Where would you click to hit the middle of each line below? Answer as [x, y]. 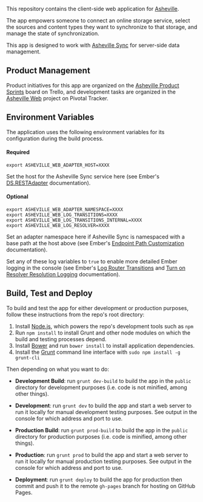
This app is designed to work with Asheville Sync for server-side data [93, 45]
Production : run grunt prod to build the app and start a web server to [101, 455]
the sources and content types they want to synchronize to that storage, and [102, 27]
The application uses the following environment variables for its [85, 132]
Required [18, 152]
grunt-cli [28, 358]
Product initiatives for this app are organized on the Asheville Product [93, 85]
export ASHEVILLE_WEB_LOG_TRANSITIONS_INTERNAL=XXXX [74, 220]
